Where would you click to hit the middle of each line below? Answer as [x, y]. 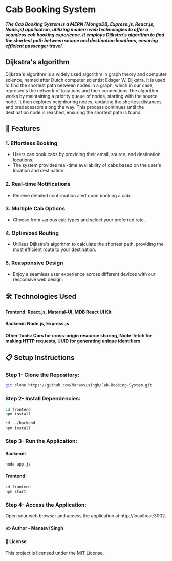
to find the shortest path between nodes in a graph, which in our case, [79, 85]
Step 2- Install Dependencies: [43, 399]
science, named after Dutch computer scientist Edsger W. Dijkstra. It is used [85, 80]
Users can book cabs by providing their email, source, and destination [87, 154]
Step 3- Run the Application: [41, 441]
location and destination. [39, 171]
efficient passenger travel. [34, 46]
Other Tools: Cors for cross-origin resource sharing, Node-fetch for [79, 335]
